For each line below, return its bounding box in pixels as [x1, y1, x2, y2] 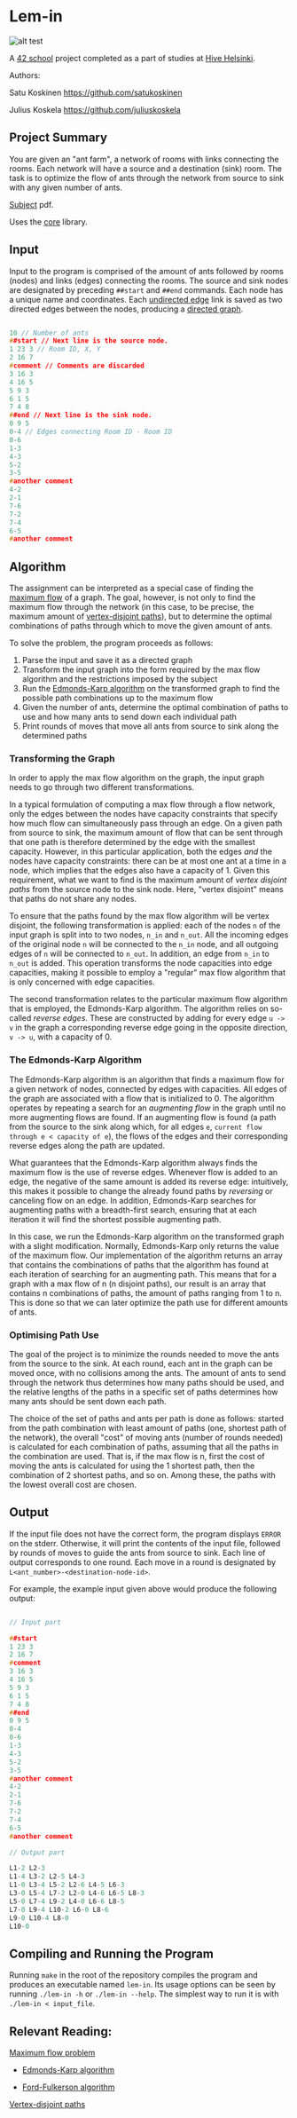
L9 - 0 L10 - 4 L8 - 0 [9, 1913, 69, 1923]
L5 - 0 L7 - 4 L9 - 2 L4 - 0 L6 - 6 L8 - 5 [9, 1897, 125, 1906]
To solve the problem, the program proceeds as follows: [9, 637, 214, 649]
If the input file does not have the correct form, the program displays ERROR [9, 1529, 282, 1539]
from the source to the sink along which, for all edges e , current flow [9, 1121, 263, 1132]
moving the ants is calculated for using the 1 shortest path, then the [9, 1460, 255, 1471]
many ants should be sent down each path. [9, 1396, 167, 1407]
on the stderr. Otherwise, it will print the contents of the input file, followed [9, 1537, 281, 1548]
